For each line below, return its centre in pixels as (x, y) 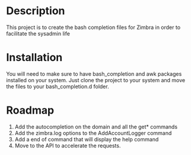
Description (36, 11)
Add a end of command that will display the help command (87, 139)
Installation (34, 58)
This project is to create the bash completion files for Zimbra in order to (93, 27)
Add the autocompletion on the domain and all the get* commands (96, 127)
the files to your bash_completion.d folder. (58, 86)
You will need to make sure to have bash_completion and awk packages (94, 74)
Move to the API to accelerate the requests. (68, 146)
